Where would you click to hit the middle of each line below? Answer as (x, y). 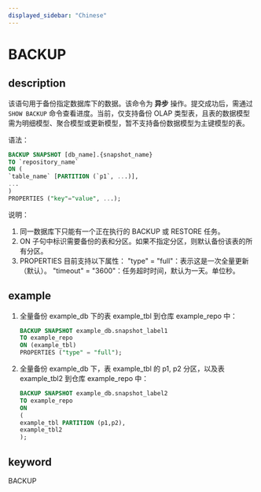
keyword (30, 462)
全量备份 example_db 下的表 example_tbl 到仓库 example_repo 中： (129, 316)
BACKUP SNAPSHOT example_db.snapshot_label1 (94, 331)
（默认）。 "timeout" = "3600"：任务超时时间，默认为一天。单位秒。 (129, 270)
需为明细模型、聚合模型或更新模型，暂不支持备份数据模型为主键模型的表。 (129, 123)
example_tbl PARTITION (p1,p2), (72, 423)
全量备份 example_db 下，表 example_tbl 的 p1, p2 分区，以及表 (122, 369)
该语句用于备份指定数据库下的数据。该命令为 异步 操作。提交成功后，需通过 (130, 103)
